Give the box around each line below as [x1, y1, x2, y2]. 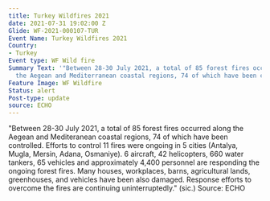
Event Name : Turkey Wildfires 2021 [8, 34, 128, 43]
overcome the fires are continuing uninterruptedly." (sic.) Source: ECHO [8, 183, 246, 193]
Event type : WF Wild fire [8, 57, 95, 65]
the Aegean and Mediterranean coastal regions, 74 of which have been [15, 72, 257, 80]
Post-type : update [8, 94, 70, 102]
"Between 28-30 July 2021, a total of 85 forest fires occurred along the [8, 124, 243, 133]
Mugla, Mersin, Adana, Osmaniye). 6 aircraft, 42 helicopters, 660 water [8, 150, 244, 159]
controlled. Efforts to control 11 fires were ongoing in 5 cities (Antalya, [8, 141, 239, 150]
